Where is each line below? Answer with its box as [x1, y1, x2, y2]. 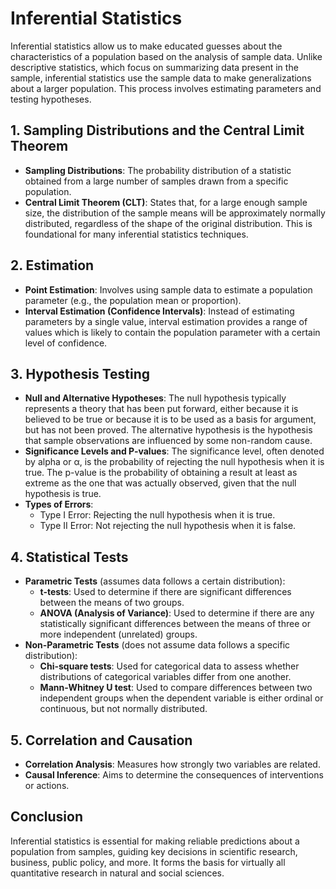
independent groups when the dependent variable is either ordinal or [39, 692, 324, 704]
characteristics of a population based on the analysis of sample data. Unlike [10, 50, 323, 62]
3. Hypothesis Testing [10, 365, 151, 382]
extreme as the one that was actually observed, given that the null [24, 477, 297, 489]
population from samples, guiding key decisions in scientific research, [10, 845, 298, 857]
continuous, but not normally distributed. [39, 703, 208, 715]
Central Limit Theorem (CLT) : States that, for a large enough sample [24, 196, 308, 208]
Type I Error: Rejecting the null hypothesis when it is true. [39, 509, 276, 521]
